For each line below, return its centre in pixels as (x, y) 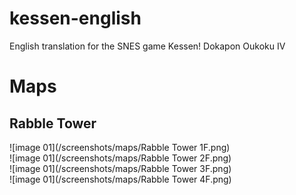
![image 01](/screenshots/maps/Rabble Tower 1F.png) (120, 147)
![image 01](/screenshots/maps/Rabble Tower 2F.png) (120, 158)
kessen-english (75, 18)
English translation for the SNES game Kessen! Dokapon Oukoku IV (147, 46)
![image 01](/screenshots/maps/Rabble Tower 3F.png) (120, 168)
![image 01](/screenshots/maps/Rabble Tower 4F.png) (120, 179)
